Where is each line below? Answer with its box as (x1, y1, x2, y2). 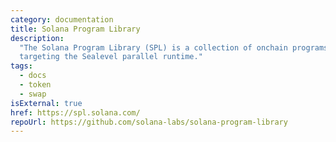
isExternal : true (10, 98, 83, 108)
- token (19, 80, 52, 90)
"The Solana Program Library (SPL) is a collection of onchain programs (19, 42, 329, 53)
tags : (10, 61, 33, 71)
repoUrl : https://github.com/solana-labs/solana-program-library (10, 117, 288, 127)
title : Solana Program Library (10, 24, 141, 34)
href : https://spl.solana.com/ (10, 107, 141, 118)
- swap (19, 89, 47, 99)
